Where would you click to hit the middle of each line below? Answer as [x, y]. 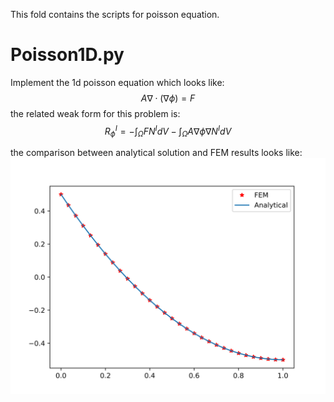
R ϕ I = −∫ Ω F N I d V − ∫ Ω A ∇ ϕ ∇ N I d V [168, 131]
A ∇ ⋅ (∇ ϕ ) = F [168, 98]
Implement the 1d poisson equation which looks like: [117, 82]
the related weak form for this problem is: [95, 113]
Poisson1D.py [67, 55]
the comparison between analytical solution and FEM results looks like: [156, 153]
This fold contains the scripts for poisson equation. [115, 14]
